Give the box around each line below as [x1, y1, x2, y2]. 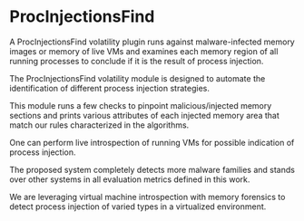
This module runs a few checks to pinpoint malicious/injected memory [9, 100, 272, 110]
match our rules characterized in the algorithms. [9, 120, 190, 130]
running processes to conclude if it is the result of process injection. [9, 55, 264, 66]
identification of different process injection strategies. [9, 82, 211, 93]
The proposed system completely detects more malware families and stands [9, 164, 295, 175]
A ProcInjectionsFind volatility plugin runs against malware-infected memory [9, 36, 295, 47]
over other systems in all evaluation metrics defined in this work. [9, 174, 250, 185]
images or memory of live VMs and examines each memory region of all [9, 45, 279, 56]
